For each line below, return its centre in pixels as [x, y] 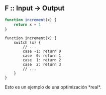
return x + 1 [27, 25]
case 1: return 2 [42, 60]
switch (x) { [27, 43]
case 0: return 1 [42, 56]
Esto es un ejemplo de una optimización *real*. [53, 87]
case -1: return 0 [42, 52]
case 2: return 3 [42, 65]
